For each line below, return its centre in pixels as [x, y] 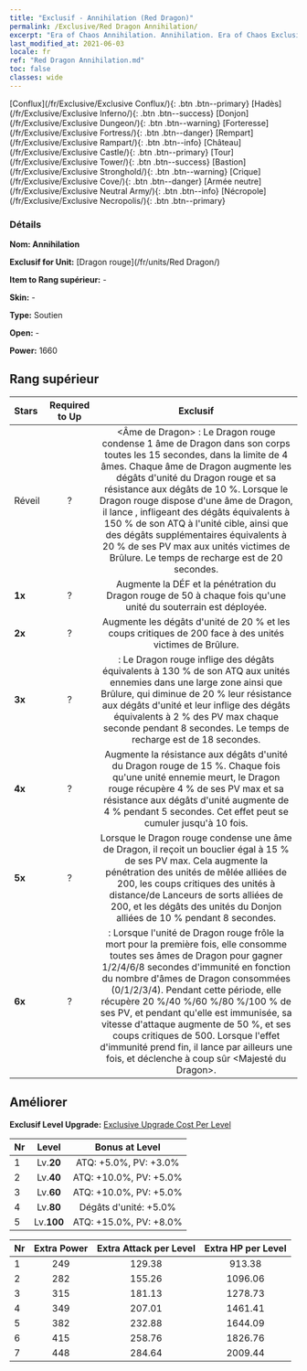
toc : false [30, 70]
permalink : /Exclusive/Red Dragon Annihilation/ [104, 27]
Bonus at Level [127, 1147]
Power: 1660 [33, 351]
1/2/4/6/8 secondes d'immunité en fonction [196, 967]
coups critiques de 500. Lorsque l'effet [196, 1035]
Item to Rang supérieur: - [58, 280]
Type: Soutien [36, 316]
